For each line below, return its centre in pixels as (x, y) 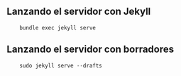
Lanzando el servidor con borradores (90, 50)
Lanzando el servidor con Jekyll (79, 12)
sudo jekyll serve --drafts (61, 65)
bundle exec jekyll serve (58, 27)
